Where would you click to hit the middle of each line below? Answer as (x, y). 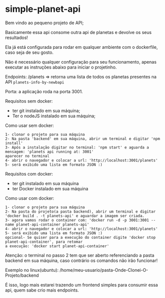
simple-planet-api (43, 9)
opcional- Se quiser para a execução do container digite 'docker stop (80, 237)
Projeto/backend (22, 275)
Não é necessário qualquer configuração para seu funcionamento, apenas (81, 62)
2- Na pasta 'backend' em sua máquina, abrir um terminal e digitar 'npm (83, 139)
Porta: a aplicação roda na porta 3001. (44, 91)
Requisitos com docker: (29, 174)
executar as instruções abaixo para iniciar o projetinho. (61, 67)
